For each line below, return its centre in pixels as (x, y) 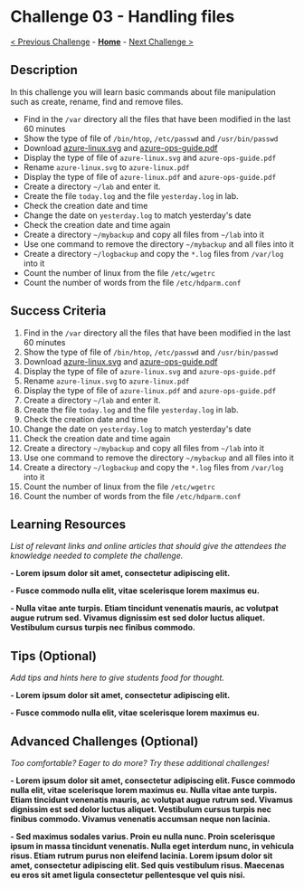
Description (44, 70)
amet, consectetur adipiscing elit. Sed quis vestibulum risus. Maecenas (147, 865)
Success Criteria (58, 311)
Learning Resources (68, 524)
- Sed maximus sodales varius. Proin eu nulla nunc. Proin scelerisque (143, 837)
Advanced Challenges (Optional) (104, 741)
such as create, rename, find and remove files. (97, 101)
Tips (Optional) (54, 656)
